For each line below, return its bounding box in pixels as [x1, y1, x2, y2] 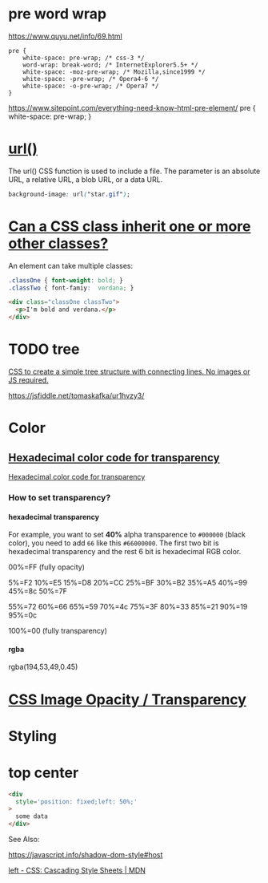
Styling [8, 727, 58, 745]
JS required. [8, 375, 50, 385]
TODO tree [8, 340, 80, 358]
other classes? [8, 234, 109, 253]
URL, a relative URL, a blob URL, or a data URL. [8, 174, 163, 184]
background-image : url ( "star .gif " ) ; [8, 190, 130, 198]
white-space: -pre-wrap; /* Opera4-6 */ [22, 75, 159, 83]
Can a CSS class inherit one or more [8, 217, 251, 235]
